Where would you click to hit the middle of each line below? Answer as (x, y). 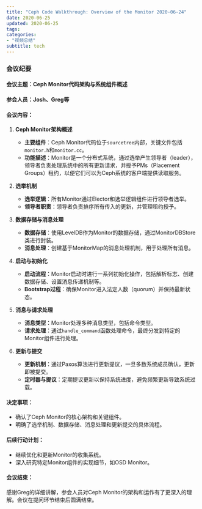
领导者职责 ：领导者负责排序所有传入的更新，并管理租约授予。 (102, 207)
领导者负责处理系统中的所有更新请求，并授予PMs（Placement (102, 165)
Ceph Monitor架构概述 (44, 130)
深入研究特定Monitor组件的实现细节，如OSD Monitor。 (84, 462)
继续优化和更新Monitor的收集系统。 (60, 455)
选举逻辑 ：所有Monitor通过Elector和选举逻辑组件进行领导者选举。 (107, 199)
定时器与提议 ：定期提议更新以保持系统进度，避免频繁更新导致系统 (107, 379)
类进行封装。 (40, 240)
